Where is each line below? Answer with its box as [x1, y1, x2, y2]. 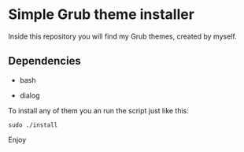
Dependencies [8, 54, 81, 68]
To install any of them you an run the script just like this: [8, 106, 189, 115]
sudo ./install [8, 120, 58, 129]
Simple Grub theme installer [8, 6, 195, 24]
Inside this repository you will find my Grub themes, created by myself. [8, 32, 238, 41]
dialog [19, 91, 40, 100]
